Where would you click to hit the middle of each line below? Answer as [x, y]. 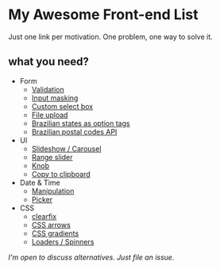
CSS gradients [55, 233]
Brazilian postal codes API [74, 131]
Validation [48, 89]
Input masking [55, 98]
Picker [42, 199]
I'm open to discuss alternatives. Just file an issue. [91, 257]
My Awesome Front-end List [103, 15]
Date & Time [40, 182]
